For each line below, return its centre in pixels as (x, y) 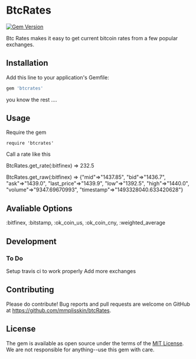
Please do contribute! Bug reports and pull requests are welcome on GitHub (98, 304)
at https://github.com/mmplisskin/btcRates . (59, 310)
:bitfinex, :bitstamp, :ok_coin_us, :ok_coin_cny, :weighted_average (86, 223)
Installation (27, 63)
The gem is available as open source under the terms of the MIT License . (95, 343)
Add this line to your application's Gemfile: (58, 77)
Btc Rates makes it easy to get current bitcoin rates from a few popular (92, 38)
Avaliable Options (39, 208)
